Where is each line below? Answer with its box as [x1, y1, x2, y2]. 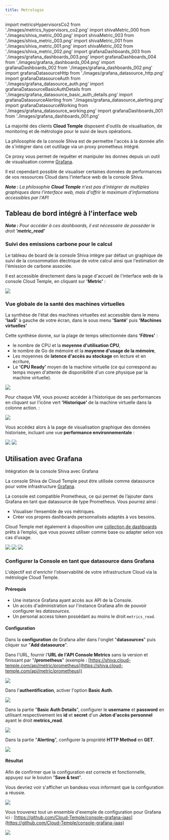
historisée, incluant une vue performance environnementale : [5, 430, 135, 436]
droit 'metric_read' [5, 228, 45, 234]
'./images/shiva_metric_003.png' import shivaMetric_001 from [5, 38, 134, 44]
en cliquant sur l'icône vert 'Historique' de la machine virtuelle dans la [5, 399, 152, 406]
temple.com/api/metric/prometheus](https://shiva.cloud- [5, 662, 124, 669]
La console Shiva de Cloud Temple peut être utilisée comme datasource [5, 478, 155, 484]
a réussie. [5, 789, 26, 795]
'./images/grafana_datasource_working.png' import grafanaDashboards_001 [5, 108, 163, 114]
